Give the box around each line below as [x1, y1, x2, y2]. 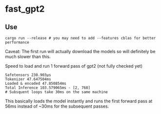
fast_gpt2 [5, 3, 45, 15]
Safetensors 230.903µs [5, 73, 51, 77]
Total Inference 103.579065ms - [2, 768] [5, 85, 91, 90]
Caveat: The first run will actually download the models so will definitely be [5, 49, 156, 54]
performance [5, 40, 29, 45]
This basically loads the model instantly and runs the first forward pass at [5, 98, 153, 104]
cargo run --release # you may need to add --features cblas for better [5, 36, 156, 40]
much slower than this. [5, 54, 51, 59]
